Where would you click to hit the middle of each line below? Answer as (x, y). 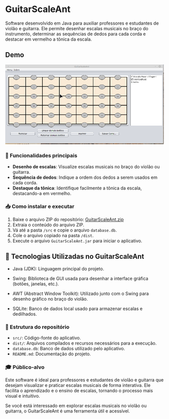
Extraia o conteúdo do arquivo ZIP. (48, 225)
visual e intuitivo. (23, 396)
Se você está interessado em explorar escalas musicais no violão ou (76, 406)
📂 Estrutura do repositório (37, 327)
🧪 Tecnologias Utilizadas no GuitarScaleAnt (75, 256)
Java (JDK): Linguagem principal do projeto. (58, 269)
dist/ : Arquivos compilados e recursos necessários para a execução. (84, 343)
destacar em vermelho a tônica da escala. (49, 39)
